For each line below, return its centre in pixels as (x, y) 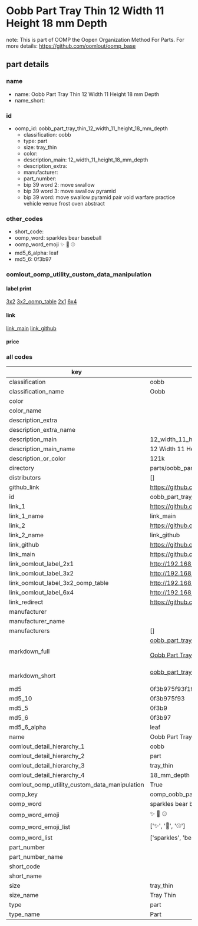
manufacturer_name (37, 621)
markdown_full (29, 651)
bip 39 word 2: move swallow (59, 184)
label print (19, 288)
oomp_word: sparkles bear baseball (58, 238)
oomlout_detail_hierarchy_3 (47, 766)
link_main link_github (32, 328)
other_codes (24, 219)
